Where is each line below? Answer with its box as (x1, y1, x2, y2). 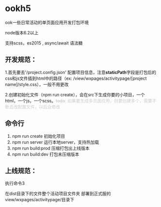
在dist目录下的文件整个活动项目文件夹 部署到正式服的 (5, 191, 111, 196)
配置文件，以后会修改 (17, 103, 60, 109)
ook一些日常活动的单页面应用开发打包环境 (5, 19, 89, 25)
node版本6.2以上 (5, 30, 39, 35)
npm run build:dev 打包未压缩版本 (12, 151, 80, 157)
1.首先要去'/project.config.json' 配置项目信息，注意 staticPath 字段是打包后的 (5, 69, 156, 75)
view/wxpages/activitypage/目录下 (5, 197, 74, 203)
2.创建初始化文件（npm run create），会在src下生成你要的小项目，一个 (5, 91, 145, 97)
